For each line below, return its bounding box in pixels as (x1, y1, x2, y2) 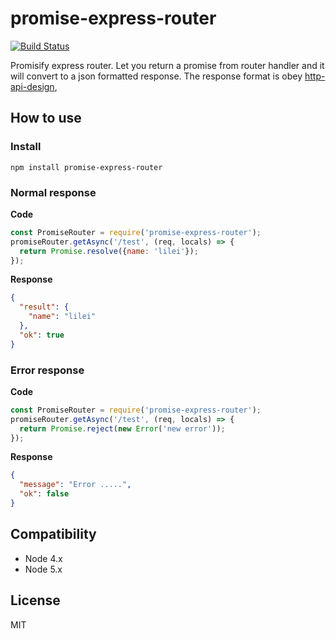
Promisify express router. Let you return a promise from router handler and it (10, 59, 325, 71)
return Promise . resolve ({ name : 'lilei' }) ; (19, 246, 199, 256)
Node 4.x (24, 552, 63, 564)
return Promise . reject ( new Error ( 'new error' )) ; (19, 423, 226, 434)
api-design (10, 80, 55, 92)
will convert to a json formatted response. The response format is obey (10, 70, 303, 82)
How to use (10, 110, 82, 127)
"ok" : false (19, 489, 70, 499)
